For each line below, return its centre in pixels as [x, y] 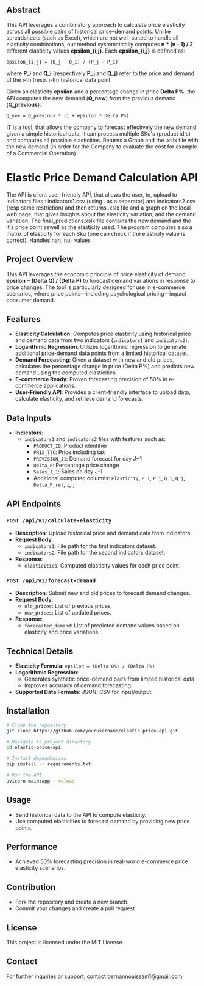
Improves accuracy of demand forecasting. [78, 685]
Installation [28, 711]
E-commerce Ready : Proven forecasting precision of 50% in [91, 379]
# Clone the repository [37, 725]
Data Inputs [29, 418]
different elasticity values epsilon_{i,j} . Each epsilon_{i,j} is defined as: [96, 51]
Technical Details [40, 651]
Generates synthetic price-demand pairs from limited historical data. [110, 679]
